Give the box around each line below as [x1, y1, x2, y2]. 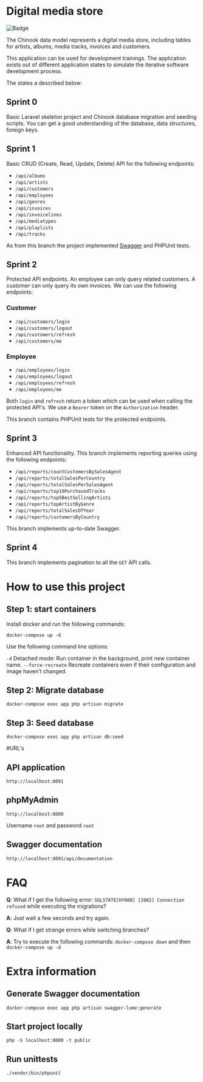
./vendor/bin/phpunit [6, 1070, 61, 1077]
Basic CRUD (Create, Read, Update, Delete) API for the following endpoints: [6, 160, 196, 167]
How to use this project [6, 580, 126, 593]
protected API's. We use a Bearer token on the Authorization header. [6, 403, 179, 411]
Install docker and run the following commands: [6, 620, 126, 628]
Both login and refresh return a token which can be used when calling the [6, 397, 193, 405]
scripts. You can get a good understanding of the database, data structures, [6, 119, 196, 127]
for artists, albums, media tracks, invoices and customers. [6, 43, 151, 50]
